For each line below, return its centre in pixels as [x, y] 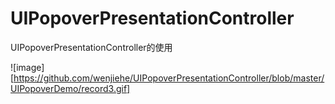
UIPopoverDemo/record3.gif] [70, 88]
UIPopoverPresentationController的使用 [91, 47]
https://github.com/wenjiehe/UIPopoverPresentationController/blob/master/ [169, 78]
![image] [27, 67]
